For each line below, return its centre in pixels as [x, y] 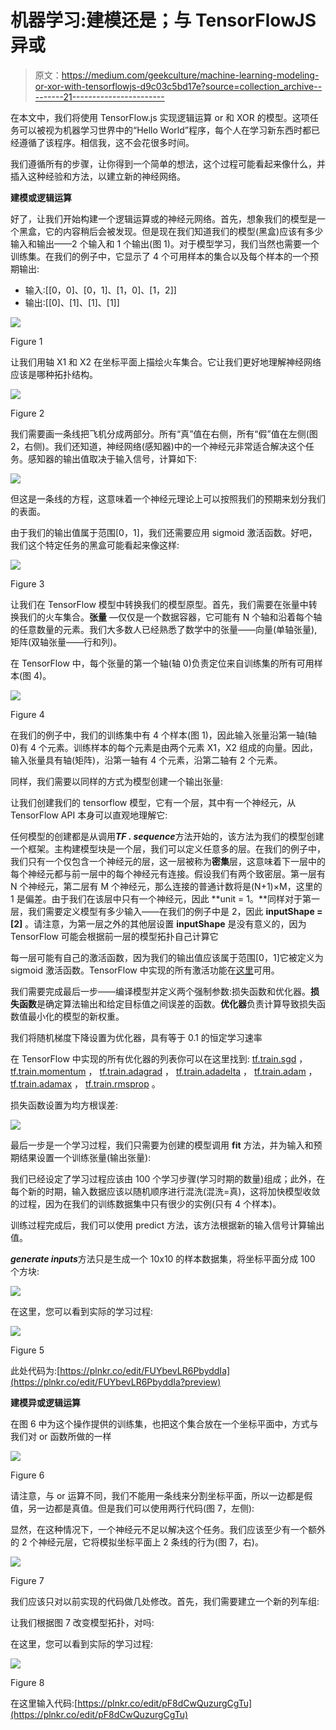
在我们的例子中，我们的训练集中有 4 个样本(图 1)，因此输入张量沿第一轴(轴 [163, 735]
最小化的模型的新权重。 [76, 1016]
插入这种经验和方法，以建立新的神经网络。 [98, 176]
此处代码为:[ [35, 1370]
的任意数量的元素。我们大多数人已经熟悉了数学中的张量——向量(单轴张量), [164, 629]
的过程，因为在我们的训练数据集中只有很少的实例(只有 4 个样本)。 [146, 1203]
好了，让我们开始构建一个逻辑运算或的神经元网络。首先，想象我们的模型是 [163, 218]
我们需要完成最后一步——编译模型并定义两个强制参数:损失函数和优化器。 [161, 991]
